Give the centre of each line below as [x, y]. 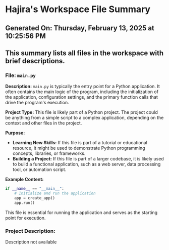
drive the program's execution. [37, 103]
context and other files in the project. [44, 123]
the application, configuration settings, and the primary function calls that [81, 97]
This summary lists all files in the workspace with [84, 53]
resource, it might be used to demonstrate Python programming [79, 148]
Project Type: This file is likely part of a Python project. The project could [81, 112]
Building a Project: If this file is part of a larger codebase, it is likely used [88, 159]
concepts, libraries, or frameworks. [49, 153]
